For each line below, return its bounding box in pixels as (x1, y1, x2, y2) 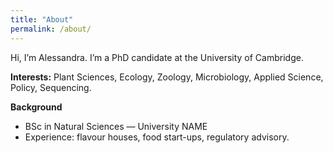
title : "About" (10, 14, 74, 25)
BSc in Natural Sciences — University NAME (24, 120, 208, 132)
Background (10, 101, 63, 113)
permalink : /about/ (10, 24, 92, 34)
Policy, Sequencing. (10, 81, 92, 93)
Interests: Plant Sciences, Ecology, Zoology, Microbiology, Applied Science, (10, 71, 324, 83)
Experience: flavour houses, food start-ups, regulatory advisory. (24, 131, 290, 143)
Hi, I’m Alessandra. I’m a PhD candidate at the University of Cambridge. (10, 51, 304, 63)
